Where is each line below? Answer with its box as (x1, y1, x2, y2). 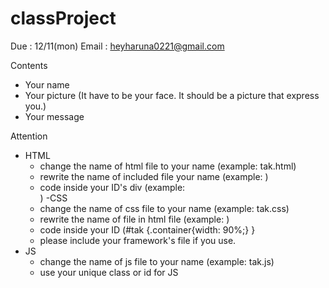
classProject (10, 7, 117, 30)
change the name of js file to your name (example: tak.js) (39, 255, 275, 267)
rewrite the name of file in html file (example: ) (39, 213, 230, 225)
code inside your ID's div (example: (39, 181, 186, 193)
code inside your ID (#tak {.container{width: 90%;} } (39, 223, 256, 236)
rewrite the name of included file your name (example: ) (39, 170, 269, 182)
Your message (24, 110, 85, 122)
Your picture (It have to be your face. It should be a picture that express (24, 89, 320, 101)
